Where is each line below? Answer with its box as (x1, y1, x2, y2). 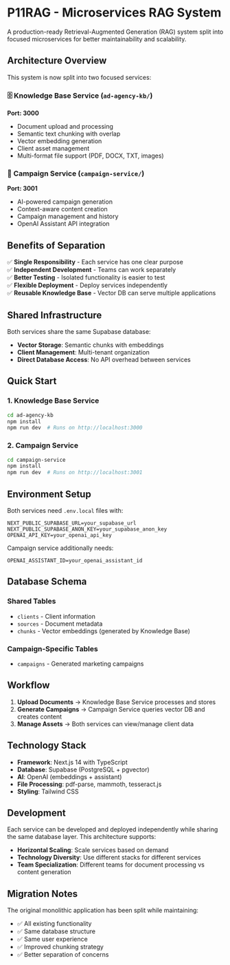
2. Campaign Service (7, 441, 79, 450)
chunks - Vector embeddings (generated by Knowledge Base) (16, 626, 191, 635)
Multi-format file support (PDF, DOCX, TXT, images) (16, 151, 164, 160)
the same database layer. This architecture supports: (7, 833, 157, 841)
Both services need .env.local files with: (7, 507, 124, 515)
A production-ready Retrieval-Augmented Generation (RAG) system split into (7, 28, 224, 36)
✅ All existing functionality (16, 920, 92, 928)
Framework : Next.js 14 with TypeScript (16, 758, 128, 766)
